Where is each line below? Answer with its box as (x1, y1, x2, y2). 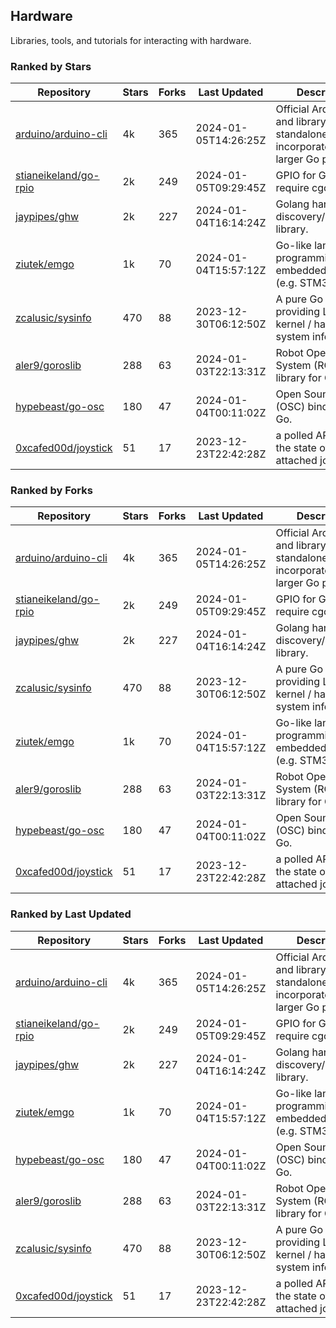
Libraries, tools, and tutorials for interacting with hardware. (10, 34, 252, 46)
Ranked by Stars (10, 59, 92, 73)
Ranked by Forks (10, 484, 93, 498)
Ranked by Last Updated (10, 907, 132, 921)
